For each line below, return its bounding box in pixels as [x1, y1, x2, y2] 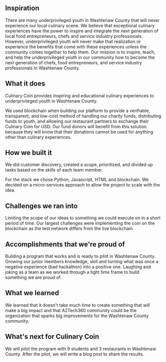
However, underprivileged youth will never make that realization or [5, 38, 141, 44]
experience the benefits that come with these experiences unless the [5, 43, 147, 49]
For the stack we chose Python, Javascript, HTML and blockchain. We [5, 177, 149, 182]
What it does [5, 79, 46, 88]
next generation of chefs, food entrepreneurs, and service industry [5, 59, 142, 65]
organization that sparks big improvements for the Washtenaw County [5, 313, 149, 319]
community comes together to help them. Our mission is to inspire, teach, [5, 49, 156, 55]
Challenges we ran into [5, 201, 78, 210]
